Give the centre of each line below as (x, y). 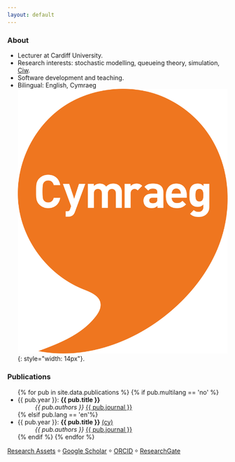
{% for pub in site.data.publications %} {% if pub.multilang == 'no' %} (118, 392)
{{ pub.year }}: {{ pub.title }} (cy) (65, 422)
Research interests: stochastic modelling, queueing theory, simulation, (119, 62)
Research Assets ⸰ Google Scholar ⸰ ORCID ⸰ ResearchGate (94, 451)
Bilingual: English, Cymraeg (57, 85)
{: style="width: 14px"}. (51, 359)
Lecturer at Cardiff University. (60, 55)
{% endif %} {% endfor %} (56, 437)
